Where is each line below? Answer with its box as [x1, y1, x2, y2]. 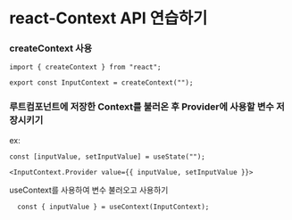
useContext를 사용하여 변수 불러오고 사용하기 [9, 184, 169, 195]
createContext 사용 [9, 42, 93, 54]
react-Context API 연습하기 [9, 8, 208, 29]
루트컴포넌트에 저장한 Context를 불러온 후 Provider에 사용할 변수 [9, 101, 275, 113]
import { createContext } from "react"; [9, 63, 163, 72]
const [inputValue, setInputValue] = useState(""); [9, 152, 205, 161]
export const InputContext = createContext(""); [9, 78, 194, 87]
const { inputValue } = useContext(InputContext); [17, 202, 210, 211]
